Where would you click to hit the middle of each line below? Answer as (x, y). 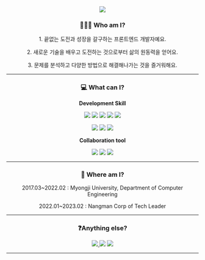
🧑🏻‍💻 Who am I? (103, 25)
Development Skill (103, 103)
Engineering (103, 194)
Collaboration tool (103, 140)
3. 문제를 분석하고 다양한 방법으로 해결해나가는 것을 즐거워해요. (103, 65)
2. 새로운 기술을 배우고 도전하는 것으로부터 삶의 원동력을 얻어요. (103, 52)
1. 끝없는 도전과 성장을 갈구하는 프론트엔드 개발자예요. (103, 39)
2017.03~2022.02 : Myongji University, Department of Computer (103, 188)
